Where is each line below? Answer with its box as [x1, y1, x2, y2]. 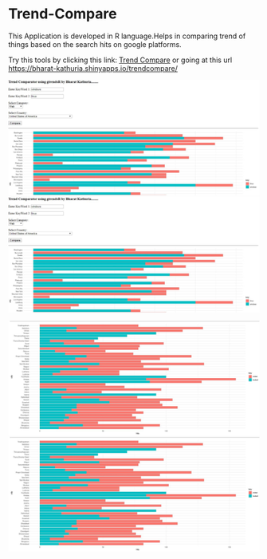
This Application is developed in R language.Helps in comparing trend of [8, 31, 246, 41]
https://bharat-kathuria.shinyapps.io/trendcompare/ [8, 63, 178, 73]
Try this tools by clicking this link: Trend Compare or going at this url [8, 55, 233, 65]
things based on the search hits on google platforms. [8, 39, 182, 49]
